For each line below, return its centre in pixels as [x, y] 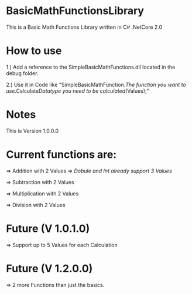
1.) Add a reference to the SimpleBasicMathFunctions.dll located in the [91, 67]
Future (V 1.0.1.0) [48, 229]
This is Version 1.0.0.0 [32, 131]
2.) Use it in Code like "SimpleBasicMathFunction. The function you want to [96, 85]
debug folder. [22, 73]
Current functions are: [61, 154]
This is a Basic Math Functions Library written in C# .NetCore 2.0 [84, 27]
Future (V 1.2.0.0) [49, 268]
